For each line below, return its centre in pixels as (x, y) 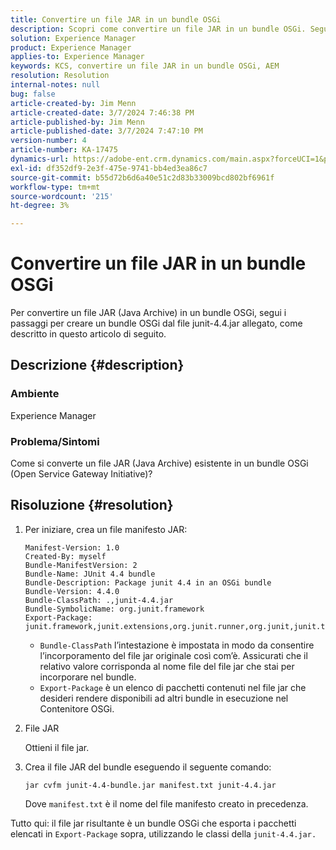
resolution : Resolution (60, 76)
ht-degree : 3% (40, 206)
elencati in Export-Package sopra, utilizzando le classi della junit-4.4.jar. (163, 833)
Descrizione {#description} (97, 365)
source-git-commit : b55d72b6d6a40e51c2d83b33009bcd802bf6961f (142, 177)
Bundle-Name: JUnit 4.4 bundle (90, 574)
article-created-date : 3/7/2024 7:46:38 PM (102, 112)
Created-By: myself (65, 556)
